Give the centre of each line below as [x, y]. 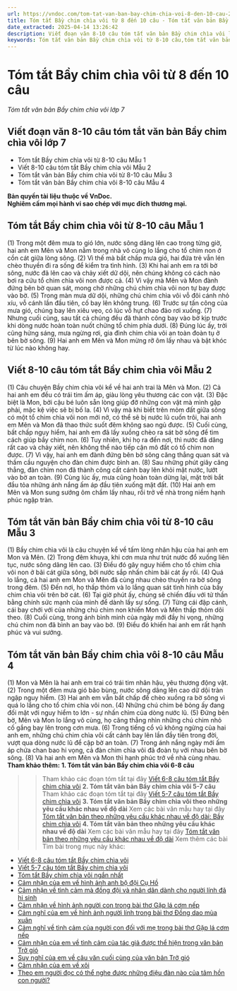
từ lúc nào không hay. [39, 348]
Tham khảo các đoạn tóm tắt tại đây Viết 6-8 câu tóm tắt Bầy [131, 779]
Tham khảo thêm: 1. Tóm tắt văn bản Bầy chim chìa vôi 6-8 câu [101, 765]
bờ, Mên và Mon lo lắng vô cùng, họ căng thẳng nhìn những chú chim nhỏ [115, 720]
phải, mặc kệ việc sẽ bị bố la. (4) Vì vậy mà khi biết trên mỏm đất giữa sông [116, 410]
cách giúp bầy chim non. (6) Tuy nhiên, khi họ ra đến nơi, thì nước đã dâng [115, 439]
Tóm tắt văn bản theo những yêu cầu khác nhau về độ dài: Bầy [133, 817]
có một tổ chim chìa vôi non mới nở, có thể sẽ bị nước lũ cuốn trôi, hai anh [115, 417]
